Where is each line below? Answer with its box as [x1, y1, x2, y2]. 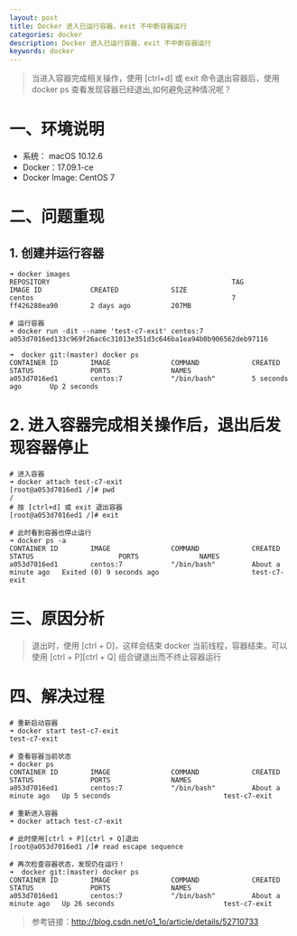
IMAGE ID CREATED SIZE [9, 285, 188, 295]
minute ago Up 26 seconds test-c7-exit [9, 899, 273, 908]
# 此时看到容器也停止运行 [9, 529, 92, 538]
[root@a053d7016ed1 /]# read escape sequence [9, 842, 183, 851]
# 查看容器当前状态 [9, 752, 72, 761]
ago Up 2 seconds [9, 382, 99, 391]
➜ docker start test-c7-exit [9, 726, 119, 735]
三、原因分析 [9, 609, 106, 629]
